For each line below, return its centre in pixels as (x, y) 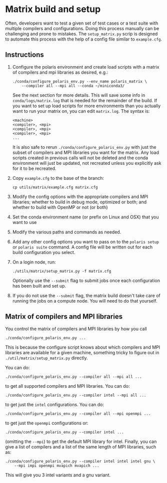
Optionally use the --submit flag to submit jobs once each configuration (86, 280)
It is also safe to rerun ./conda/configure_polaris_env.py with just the (84, 147)
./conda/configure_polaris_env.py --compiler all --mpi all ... (73, 377)
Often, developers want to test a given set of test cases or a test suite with (82, 23)
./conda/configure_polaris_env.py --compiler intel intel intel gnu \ (80, 461)
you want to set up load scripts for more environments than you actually (86, 106)
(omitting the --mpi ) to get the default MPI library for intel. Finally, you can (81, 441)
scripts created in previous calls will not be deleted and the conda (80, 158)
